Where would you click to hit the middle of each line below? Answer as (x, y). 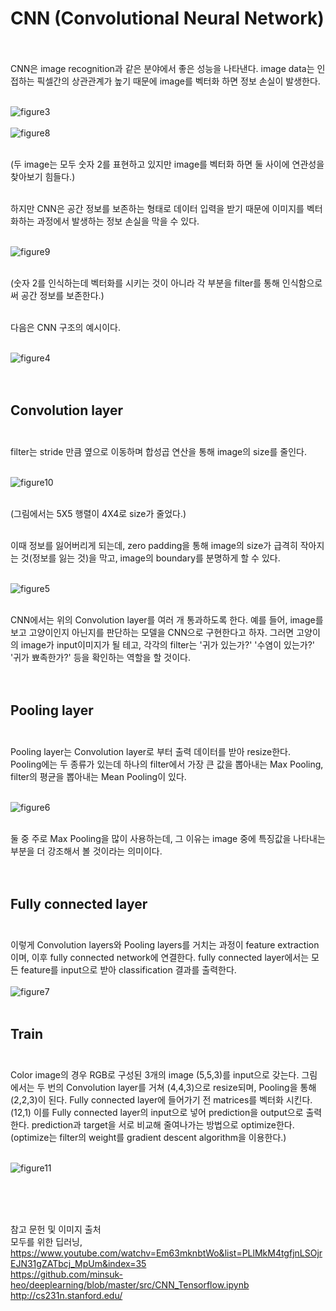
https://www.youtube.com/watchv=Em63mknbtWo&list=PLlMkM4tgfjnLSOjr (166, 1253)
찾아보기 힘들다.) (43, 176)
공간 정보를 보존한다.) (62, 295)
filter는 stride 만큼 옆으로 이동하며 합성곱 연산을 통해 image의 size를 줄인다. (158, 451)
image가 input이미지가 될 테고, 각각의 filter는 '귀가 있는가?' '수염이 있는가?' (168, 644)
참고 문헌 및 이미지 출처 (56, 1229)
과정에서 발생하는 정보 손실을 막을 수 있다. (118, 221)
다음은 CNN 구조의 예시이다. (65, 327)
